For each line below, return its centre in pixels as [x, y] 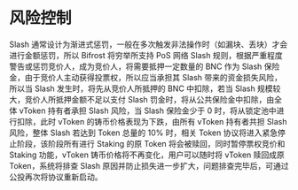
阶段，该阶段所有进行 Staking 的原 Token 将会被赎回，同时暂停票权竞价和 [151, 143]
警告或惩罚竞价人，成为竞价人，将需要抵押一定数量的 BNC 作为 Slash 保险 [145, 66]
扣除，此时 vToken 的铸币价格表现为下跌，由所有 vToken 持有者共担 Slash [152, 121]
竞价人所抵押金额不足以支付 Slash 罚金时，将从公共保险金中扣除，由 [149, 99]
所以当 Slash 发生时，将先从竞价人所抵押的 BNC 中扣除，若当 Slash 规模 [141, 88]
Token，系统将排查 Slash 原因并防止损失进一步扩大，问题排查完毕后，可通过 [149, 165]
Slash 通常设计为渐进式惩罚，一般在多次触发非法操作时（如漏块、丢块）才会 [149, 44]
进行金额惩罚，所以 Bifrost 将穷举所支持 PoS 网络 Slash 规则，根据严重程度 [146, 55]
